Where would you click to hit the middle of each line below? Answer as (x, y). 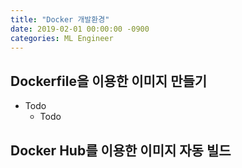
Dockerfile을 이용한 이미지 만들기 (109, 81)
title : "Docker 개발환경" (60, 19)
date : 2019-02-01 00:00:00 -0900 (80, 29)
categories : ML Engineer (62, 38)
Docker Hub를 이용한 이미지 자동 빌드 (121, 150)
